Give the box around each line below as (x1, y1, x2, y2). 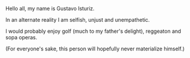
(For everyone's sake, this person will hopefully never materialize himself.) (5, 45, 185, 52)
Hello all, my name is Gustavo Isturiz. (5, 5, 95, 12)
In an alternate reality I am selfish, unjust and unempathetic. (5, 16, 150, 23)
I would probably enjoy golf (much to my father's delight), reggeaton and (5, 28, 181, 35)
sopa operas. (5, 34, 38, 40)
